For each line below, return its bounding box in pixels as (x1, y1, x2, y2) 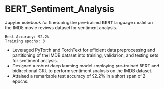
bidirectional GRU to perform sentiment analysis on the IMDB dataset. (12, 67, 153, 74)
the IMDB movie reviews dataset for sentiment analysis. (5, 24, 117, 30)
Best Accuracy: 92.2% (5, 34, 49, 39)
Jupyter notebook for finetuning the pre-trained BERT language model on (5, 20, 153, 25)
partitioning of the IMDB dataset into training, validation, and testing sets (12, 52, 159, 58)
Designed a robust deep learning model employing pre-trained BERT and (12, 63, 160, 68)
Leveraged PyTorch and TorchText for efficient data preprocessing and (12, 47, 155, 53)
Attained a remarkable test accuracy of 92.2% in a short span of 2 (12, 73, 146, 79)
